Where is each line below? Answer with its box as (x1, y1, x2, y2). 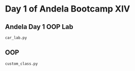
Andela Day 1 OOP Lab (5, 23, 74, 31)
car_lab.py (5, 35, 27, 40)
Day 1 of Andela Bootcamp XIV (5, 3, 130, 14)
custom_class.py (5, 61, 38, 66)
